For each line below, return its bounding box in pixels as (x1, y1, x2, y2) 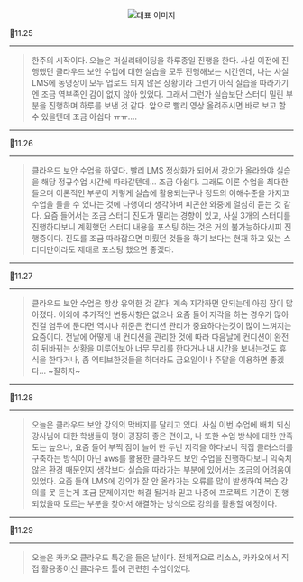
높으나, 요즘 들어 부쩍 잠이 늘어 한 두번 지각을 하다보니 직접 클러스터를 (48, 442, 294, 452)
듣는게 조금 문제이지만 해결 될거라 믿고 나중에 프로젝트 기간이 (58, 487, 272, 497)
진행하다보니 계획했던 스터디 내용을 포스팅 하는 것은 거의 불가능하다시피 (31, 221, 282, 232)
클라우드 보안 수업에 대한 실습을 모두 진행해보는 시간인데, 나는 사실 (55, 66, 289, 77)
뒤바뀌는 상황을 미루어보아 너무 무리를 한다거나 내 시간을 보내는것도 (41, 343, 278, 353)
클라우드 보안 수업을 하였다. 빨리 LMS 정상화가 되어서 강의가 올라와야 (31, 165, 275, 175)
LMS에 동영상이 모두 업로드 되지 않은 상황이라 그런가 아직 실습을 (31, 78, 258, 88)
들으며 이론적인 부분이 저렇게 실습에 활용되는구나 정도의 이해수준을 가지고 (31, 188, 290, 198)
